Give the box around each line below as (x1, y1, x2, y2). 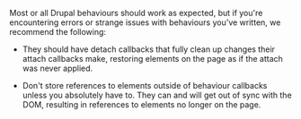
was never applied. (22, 63, 93, 73)
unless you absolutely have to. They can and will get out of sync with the (22, 89, 292, 100)
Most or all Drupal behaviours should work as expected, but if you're (9, 8, 263, 18)
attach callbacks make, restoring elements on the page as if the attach (22, 54, 283, 64)
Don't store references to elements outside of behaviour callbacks (22, 81, 268, 90)
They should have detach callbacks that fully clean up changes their (22, 44, 276, 55)
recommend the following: (9, 27, 106, 37)
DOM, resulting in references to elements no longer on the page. (22, 99, 261, 110)
